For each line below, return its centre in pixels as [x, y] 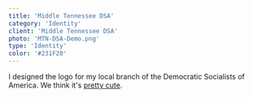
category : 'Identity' [45, 23]
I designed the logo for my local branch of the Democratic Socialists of [127, 77]
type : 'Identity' [38, 46]
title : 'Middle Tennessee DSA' [61, 16]
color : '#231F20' [38, 53]
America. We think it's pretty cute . [65, 85]
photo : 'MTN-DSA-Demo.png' [54, 38]
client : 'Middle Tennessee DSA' [63, 31]
